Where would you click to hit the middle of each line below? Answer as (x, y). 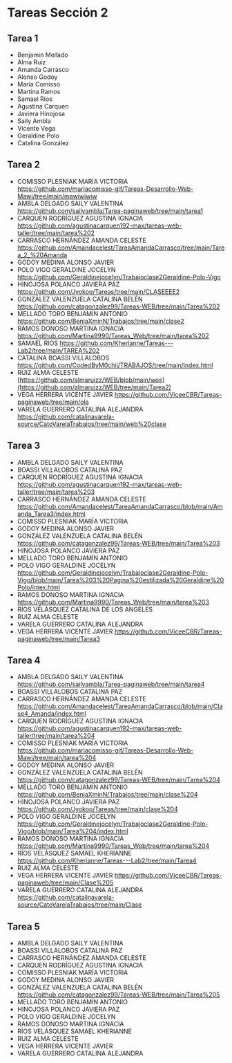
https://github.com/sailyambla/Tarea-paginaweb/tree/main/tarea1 (110, 211)
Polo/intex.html (39, 587)
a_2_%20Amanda (42, 255)
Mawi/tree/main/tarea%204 (57, 758)
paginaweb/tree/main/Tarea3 (58, 638)
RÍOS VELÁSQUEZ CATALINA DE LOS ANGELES (85, 609)
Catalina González (43, 143)
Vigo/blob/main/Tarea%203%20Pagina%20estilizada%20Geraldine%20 (120, 580)
